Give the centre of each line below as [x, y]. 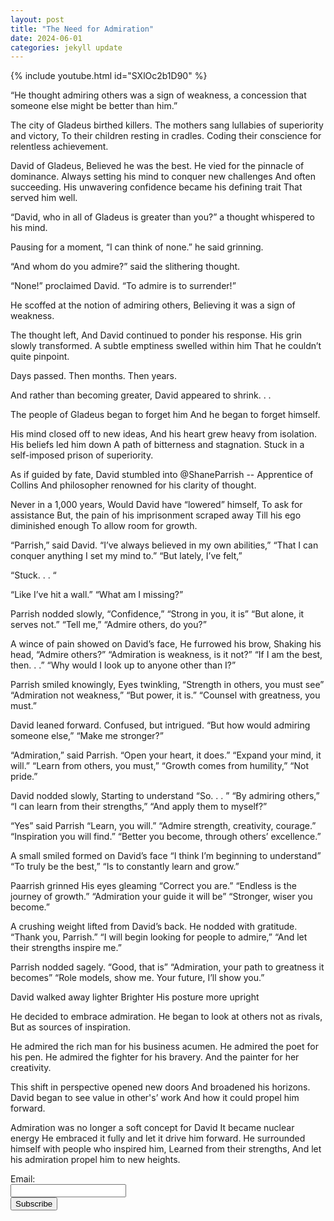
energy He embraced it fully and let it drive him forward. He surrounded [158, 1138]
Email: [23, 1179]
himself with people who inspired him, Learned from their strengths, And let [166, 1149]
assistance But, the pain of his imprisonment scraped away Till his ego [156, 515]
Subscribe [34, 1204]
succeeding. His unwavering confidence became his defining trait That [156, 187]
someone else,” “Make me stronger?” [87, 736]
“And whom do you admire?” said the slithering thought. [125, 267]
